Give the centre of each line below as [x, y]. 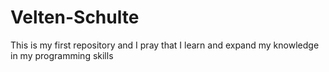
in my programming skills [62, 55]
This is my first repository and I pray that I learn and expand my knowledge [165, 45]
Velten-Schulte [75, 17]
